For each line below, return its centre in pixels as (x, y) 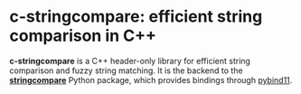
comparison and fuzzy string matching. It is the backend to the (126, 70)
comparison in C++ (83, 36)
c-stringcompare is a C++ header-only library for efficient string (130, 61)
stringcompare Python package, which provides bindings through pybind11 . (151, 80)
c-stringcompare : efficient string (136, 17)
